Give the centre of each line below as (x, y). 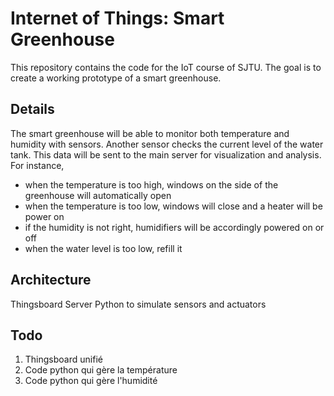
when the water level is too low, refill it (103, 248)
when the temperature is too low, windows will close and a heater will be (173, 206)
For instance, (37, 165)
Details (32, 109)
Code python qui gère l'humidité (91, 381)
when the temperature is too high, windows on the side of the (151, 184)
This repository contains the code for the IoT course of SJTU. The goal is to (166, 67)
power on (44, 216)
